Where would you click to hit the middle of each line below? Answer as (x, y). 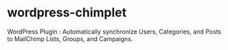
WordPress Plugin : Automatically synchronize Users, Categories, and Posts (114, 32)
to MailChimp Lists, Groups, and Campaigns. (70, 38)
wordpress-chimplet (67, 13)
